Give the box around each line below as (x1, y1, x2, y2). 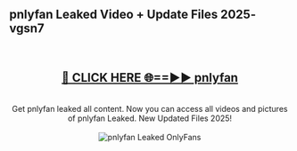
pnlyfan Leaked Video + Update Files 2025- (9, 7, 257, 22)
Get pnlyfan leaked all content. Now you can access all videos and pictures (12, 103, 288, 114)
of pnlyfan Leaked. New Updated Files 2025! (67, 113, 233, 123)
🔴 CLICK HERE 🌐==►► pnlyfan (61, 70, 239, 85)
